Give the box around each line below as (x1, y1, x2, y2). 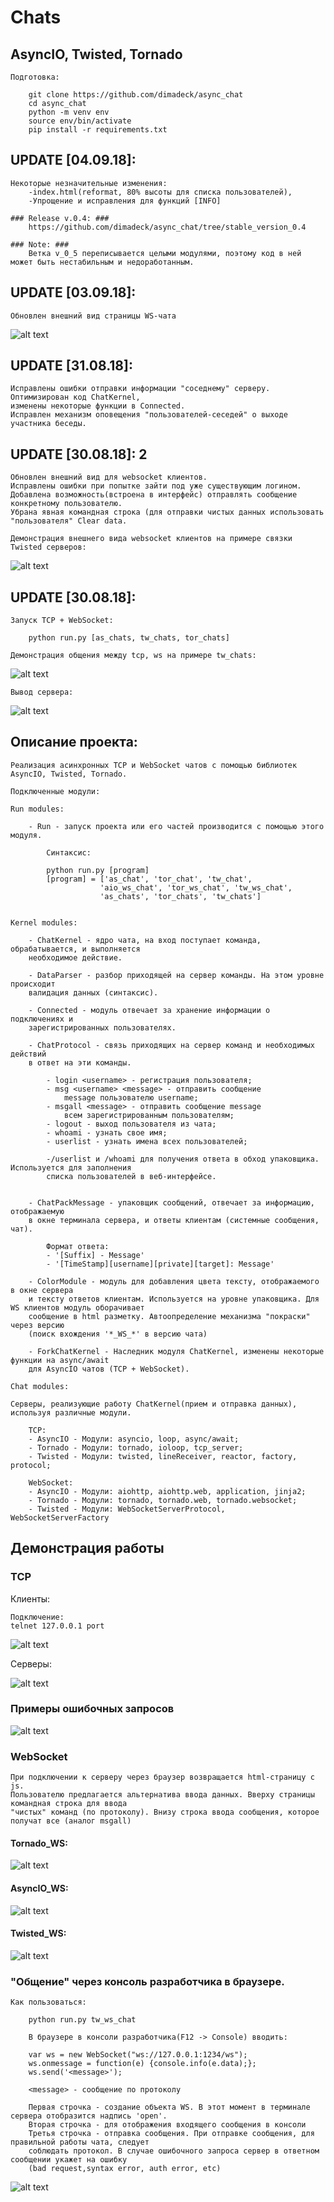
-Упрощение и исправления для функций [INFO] (28, 196, 222, 206)
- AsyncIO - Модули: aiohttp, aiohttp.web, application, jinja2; (28, 1486, 307, 1496)
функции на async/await (10, 1355, 110, 1365)
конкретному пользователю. (10, 499, 123, 509)
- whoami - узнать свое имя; (46, 1127, 168, 1138)
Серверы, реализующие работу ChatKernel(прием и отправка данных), (10, 1399, 298, 1409)
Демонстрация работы (10, 1540, 165, 1557)
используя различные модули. (10, 1407, 132, 1418)
